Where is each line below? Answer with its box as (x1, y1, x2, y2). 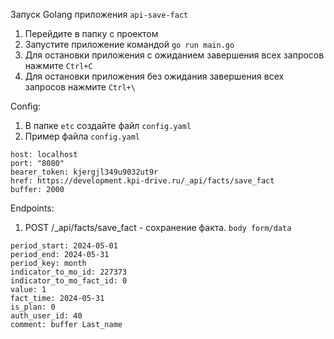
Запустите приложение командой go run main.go (24, 39, 235, 50)
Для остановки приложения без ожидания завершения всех (24, 70, 285, 82)
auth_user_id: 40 (10, 311, 83, 321)
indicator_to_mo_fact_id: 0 (10, 276, 128, 286)
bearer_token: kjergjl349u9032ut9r (10, 167, 159, 177)
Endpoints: (10, 202, 55, 214)
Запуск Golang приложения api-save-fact (10, 9, 189, 20)
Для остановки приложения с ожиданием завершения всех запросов (24, 49, 325, 61)
